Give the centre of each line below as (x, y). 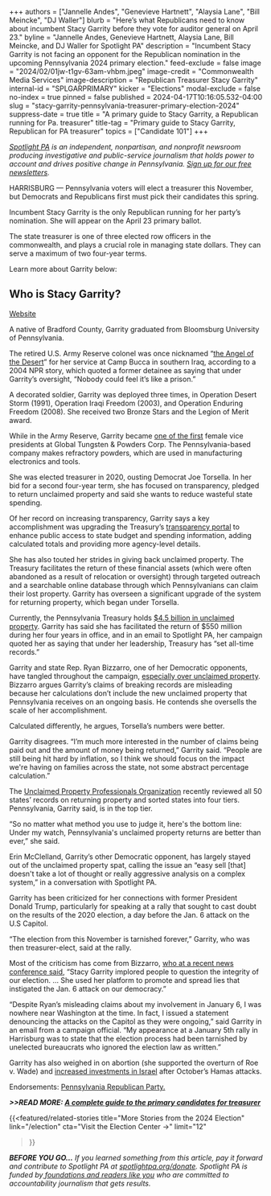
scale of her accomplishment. (58, 710)
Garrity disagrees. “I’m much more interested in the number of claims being (134, 741)
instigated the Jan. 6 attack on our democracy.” (88, 988)
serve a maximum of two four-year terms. (78, 253)
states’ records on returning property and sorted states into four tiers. (125, 799)
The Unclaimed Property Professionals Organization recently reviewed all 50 (135, 791)
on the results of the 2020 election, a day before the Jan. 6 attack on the (129, 914)
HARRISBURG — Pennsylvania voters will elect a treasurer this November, (131, 188)
